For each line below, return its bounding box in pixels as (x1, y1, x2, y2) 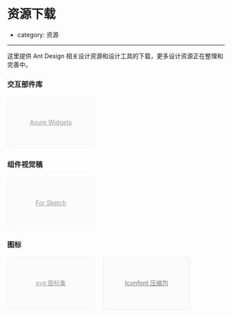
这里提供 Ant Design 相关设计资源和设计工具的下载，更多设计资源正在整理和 (7, 51, 224, 60)
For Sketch (35, 198, 67, 207)
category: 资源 (17, 30, 59, 39)
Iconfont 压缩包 (124, 279, 169, 287)
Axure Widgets (30, 119, 72, 127)
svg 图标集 (35, 279, 66, 287)
